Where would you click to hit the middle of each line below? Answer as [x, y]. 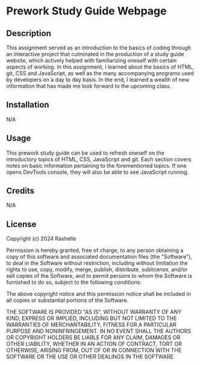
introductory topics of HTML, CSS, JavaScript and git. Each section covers [99, 159]
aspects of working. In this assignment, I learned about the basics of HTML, [100, 67]
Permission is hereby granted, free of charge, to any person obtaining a [95, 250]
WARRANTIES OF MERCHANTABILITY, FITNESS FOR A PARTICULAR [91, 325]
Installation [28, 105]
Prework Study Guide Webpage [86, 11]
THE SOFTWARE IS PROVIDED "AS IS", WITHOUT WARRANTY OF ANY [94, 312]
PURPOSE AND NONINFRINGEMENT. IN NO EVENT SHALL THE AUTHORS [99, 331]
